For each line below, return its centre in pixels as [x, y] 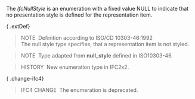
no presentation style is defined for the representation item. [79, 15]
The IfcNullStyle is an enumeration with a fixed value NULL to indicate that [97, 9]
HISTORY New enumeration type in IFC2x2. [75, 67]
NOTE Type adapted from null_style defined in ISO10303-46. [97, 55]
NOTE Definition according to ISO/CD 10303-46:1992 [87, 38]
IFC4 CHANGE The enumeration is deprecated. [79, 90]
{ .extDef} [18, 26]
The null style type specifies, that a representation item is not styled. [105, 44]
